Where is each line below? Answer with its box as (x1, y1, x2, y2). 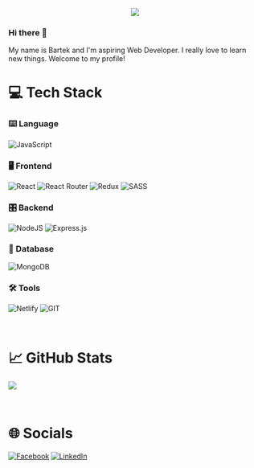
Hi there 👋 (8, 27, 48, 38)
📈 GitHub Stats (8, 349, 113, 367)
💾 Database (8, 244, 55, 255)
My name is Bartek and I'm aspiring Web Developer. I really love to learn (8, 45, 247, 55)
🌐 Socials (8, 425, 74, 442)
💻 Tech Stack (8, 84, 103, 102)
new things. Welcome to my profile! (8, 54, 126, 64)
